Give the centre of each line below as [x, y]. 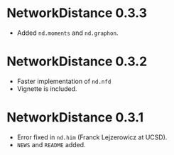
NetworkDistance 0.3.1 [75, 118]
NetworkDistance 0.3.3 [77, 13]
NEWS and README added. [51, 144]
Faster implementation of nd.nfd [64, 81]
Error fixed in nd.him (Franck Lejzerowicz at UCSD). [92, 137]
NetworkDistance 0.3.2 [77, 62]
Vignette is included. [47, 89]
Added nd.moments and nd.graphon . [67, 33]
